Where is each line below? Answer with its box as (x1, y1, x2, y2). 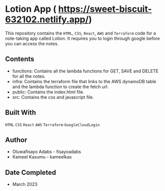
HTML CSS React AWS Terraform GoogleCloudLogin (5, 122, 100, 127)
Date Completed (5, 168, 56, 177)
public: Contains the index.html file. (12, 89, 84, 95)
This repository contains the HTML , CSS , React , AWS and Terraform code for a (5, 30, 156, 36)
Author (5, 135, 27, 144)
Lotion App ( (5, 3, 57, 15)
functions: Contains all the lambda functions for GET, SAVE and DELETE (12, 68, 159, 74)
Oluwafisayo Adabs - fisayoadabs (12, 149, 82, 155)
